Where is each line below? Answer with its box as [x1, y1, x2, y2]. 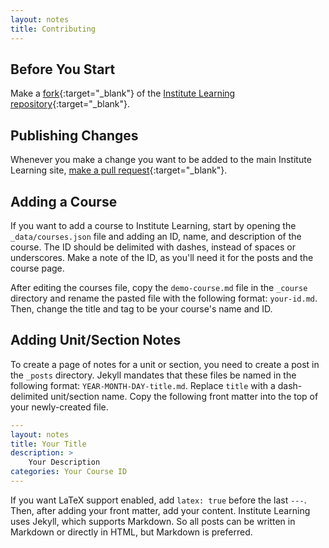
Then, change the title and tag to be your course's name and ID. [10, 302, 273, 315]
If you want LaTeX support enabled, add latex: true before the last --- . [10, 494, 307, 506]
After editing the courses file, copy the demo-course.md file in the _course [10, 281, 308, 293]
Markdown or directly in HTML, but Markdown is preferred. [10, 526, 253, 538]
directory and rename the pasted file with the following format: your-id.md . [10, 292, 318, 304]
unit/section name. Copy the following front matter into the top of [50, 390, 319, 402]
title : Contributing [10, 24, 97, 34]
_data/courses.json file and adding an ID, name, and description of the [10, 230, 302, 242]
